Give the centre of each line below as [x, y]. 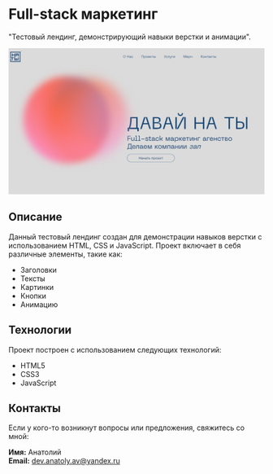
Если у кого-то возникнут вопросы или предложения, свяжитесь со [127, 428]
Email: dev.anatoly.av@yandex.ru [64, 461]
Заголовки [38, 270]
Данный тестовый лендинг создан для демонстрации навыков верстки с [135, 236]
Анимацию [39, 304]
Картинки [37, 287]
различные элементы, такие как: [66, 254]
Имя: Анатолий [35, 452]
